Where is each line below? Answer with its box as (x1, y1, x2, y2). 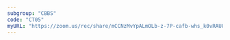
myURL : (7, 22, 26, 29)
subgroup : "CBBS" (7, 9, 57, 17)
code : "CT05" (7, 16, 44, 23)
